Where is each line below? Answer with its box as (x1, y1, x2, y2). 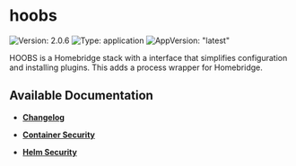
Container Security (22, 129, 96, 140)
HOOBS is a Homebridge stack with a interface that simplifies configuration (9, 52, 288, 63)
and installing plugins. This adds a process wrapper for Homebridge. (9, 62, 263, 73)
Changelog (22, 111, 65, 122)
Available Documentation (9, 88, 154, 103)
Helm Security (22, 146, 78, 157)
